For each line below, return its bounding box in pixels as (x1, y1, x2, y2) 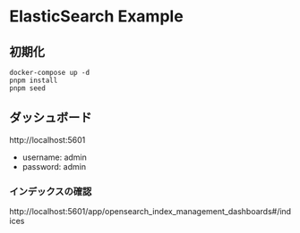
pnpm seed (9, 84, 47, 93)
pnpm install (9, 76, 58, 85)
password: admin (21, 161, 87, 171)
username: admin (21, 152, 88, 162)
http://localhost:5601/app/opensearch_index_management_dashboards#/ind (9, 206, 292, 217)
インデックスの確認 (9, 185, 92, 197)
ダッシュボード (9, 110, 92, 126)
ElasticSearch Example (9, 6, 184, 27)
